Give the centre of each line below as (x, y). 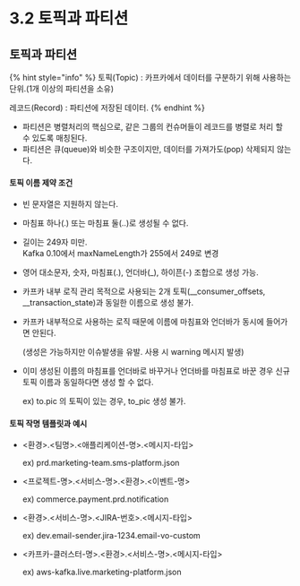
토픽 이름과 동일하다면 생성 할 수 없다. (88, 383)
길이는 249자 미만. (55, 242)
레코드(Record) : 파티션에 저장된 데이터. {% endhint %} (107, 108)
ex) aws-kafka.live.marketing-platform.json (102, 572)
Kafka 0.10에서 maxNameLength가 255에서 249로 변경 (120, 254)
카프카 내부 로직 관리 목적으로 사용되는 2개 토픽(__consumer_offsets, (144, 291)
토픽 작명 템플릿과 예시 (48, 423)
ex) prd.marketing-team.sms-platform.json (101, 463)
